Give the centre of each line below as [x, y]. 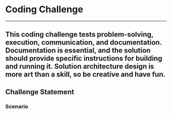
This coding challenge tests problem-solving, [79, 35]
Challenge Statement [40, 92]
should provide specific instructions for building [84, 59]
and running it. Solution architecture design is [80, 67]
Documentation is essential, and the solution [78, 50]
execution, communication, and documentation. [84, 43]
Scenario [17, 106]
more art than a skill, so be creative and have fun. [85, 74]
